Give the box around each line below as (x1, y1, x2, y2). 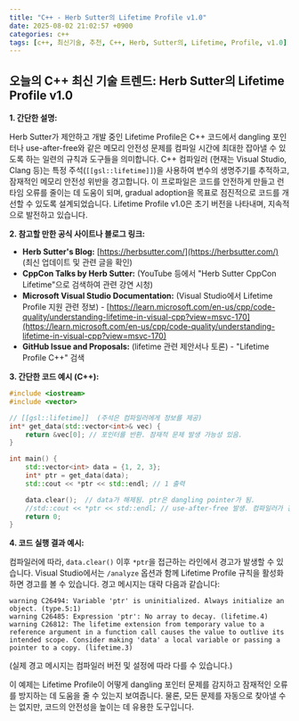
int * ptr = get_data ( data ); (25, 471, 129, 480)
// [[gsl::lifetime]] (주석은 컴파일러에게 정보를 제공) (9, 413, 203, 422)
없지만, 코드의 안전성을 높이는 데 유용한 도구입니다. (18, 701, 194, 712)
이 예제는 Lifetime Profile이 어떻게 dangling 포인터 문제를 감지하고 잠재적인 (9, 679, 271, 690)
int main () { (9, 454, 58, 464)
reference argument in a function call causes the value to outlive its (9, 628, 285, 637)
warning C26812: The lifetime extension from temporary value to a (9, 620, 265, 629)
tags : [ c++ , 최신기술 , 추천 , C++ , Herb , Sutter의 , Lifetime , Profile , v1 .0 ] (9, 37, 287, 47)
